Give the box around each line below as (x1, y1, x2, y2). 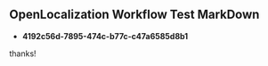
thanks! (9, 48, 37, 59)
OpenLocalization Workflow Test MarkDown (9, 7, 260, 22)
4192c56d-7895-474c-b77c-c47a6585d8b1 (21, 30, 189, 41)
